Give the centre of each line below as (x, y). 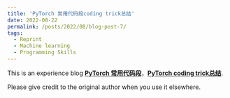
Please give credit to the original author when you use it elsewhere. (104, 87)
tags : (15, 33)
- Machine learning (42, 46)
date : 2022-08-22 (33, 20)
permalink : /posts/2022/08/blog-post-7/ (67, 26)
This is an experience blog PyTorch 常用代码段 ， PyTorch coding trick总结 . (115, 73)
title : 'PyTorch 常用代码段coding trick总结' (71, 14)
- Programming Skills (45, 53)
